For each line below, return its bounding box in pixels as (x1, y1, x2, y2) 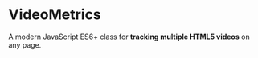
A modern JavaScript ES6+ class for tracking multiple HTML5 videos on (8, 32, 251, 41)
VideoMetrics (8, 6, 102, 24)
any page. (8, 40, 42, 49)
